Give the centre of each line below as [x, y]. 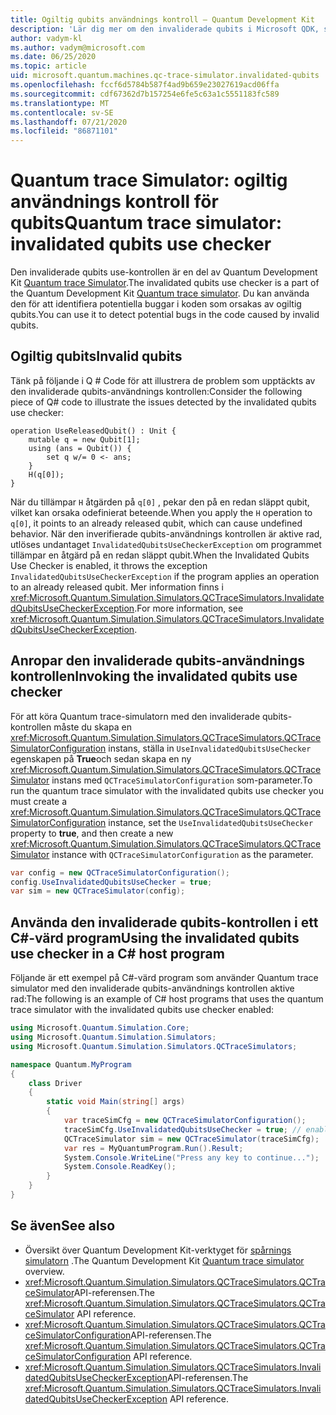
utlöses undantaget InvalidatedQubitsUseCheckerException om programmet [166, 544]
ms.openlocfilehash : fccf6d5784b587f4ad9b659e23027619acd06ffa [145, 85]
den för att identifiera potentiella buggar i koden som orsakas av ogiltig [156, 304]
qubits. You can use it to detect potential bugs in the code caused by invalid [165, 315]
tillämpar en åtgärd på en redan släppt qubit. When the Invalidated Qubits [160, 555]
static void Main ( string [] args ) [116, 1102]
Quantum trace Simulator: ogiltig [149, 180]
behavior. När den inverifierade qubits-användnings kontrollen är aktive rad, [166, 533]
